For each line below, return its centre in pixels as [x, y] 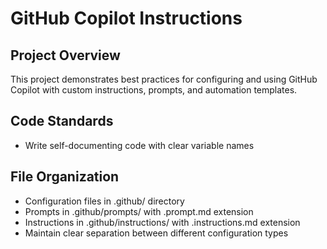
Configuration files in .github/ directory [104, 201]
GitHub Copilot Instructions [126, 18]
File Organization [65, 177]
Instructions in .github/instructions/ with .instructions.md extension [162, 222]
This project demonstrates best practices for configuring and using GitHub [164, 79]
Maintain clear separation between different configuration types [156, 233]
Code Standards [62, 121]
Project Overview [65, 55]
